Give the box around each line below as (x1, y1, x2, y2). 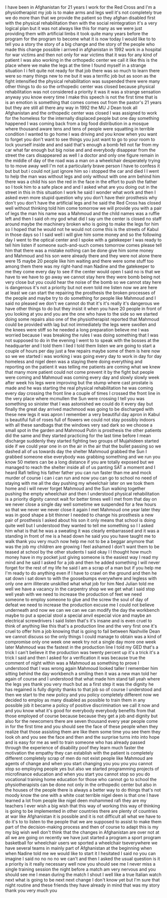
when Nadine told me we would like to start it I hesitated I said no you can (5, 851, 156, 856)
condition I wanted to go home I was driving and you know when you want (5, 131, 158, 137)
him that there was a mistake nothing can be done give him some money (5, 247, 154, 253)
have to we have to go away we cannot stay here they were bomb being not (5, 274, 161, 280)
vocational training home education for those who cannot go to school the (5, 777, 157, 782)
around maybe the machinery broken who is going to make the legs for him (5, 221, 159, 227)
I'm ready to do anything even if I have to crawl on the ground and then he (5, 570, 157, 576)
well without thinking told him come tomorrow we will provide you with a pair (5, 205, 162, 211)
